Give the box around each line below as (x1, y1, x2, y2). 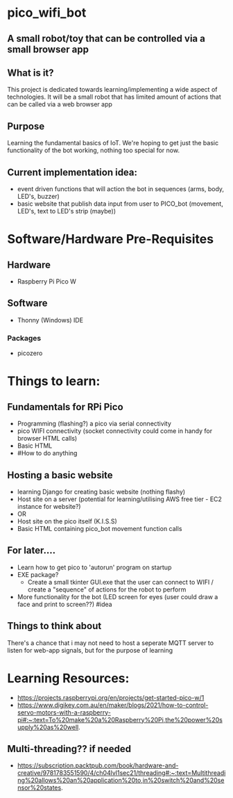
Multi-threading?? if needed (7, 742, 132, 755)
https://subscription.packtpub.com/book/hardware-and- (17, 761, 179, 769)
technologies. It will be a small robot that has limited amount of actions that (7, 92, 221, 101)
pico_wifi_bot (7, 5, 87, 21)
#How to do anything (17, 449, 78, 457)
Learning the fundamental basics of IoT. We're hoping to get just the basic (7, 139, 219, 147)
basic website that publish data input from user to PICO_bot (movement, (17, 199, 223, 208)
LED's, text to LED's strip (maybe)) (17, 207, 116, 215)
